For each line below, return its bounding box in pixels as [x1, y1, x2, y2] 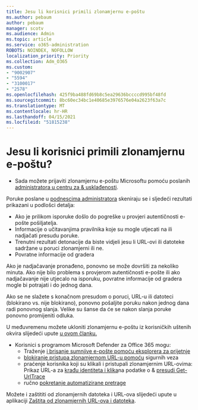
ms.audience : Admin [6, 31, 55, 37]
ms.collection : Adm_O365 [6, 58, 68, 64]
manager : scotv [6, 25, 44, 32]
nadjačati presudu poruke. [14, 232, 79, 239]
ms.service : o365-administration [6, 42, 89, 48]
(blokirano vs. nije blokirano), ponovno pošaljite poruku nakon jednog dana [6, 299, 189, 306]
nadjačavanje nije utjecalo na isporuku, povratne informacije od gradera [6, 275, 183, 283]
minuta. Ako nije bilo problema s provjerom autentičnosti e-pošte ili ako [6, 269, 180, 276]
